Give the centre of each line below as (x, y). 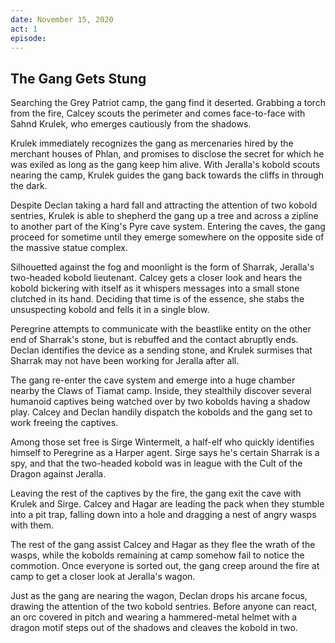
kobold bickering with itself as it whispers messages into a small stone (155, 288)
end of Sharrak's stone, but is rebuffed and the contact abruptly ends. (154, 340)
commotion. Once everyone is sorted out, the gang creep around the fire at (165, 566)
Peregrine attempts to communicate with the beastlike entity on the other (161, 329)
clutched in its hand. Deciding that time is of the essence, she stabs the (157, 299)
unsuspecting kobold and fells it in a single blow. (110, 310)
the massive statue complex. (69, 248)
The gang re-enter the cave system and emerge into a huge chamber (153, 380)
